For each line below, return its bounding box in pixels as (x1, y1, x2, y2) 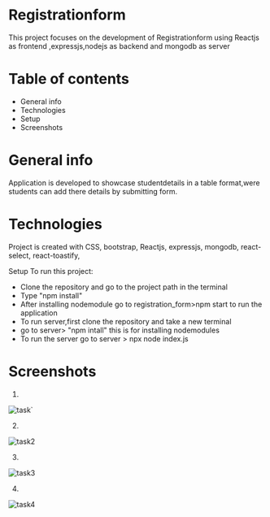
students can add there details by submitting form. (8, 186, 177, 196)
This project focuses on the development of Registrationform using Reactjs (8, 33, 260, 42)
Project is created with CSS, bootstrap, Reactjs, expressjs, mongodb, (8, 241, 240, 251)
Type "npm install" (20, 290, 83, 300)
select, (8, 250, 31, 260)
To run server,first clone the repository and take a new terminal (20, 316, 232, 326)
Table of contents (8, 70, 130, 89)
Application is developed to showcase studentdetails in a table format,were (8, 177, 260, 188)
